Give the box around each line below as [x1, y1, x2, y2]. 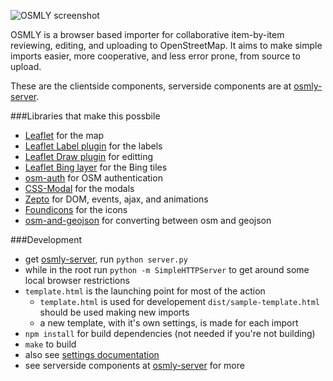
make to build [24, 338, 77, 350]
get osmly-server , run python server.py [24, 253, 188, 265]
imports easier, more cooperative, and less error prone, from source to [10, 50, 301, 62]
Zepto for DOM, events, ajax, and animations [24, 193, 209, 205]
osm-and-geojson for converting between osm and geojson [24, 215, 272, 226]
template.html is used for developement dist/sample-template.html [39, 296, 320, 307]
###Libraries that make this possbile [10, 110, 161, 122]
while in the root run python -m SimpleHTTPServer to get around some [24, 264, 310, 275]
